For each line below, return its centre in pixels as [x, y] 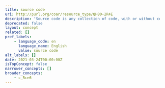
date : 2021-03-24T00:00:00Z [34, 60]
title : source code [25, 10]
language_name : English [42, 46]
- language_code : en [35, 42]
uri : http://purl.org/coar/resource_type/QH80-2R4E [59, 14]
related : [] [17, 32]
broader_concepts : [24, 73]
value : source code [38, 50]
